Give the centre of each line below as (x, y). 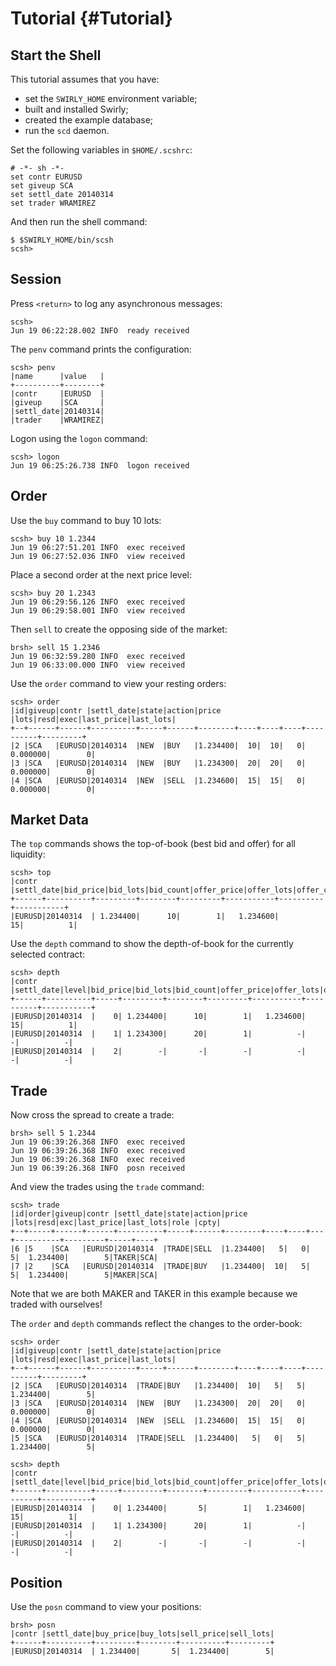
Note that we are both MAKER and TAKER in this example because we (154, 1294)
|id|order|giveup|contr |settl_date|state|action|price (129, 1214)
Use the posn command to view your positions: (106, 1607)
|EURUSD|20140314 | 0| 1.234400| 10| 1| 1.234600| (158, 1017)
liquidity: (28, 854)
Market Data (49, 820)
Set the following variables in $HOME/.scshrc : (101, 150)
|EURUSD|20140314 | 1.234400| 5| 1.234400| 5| (142, 1652)
